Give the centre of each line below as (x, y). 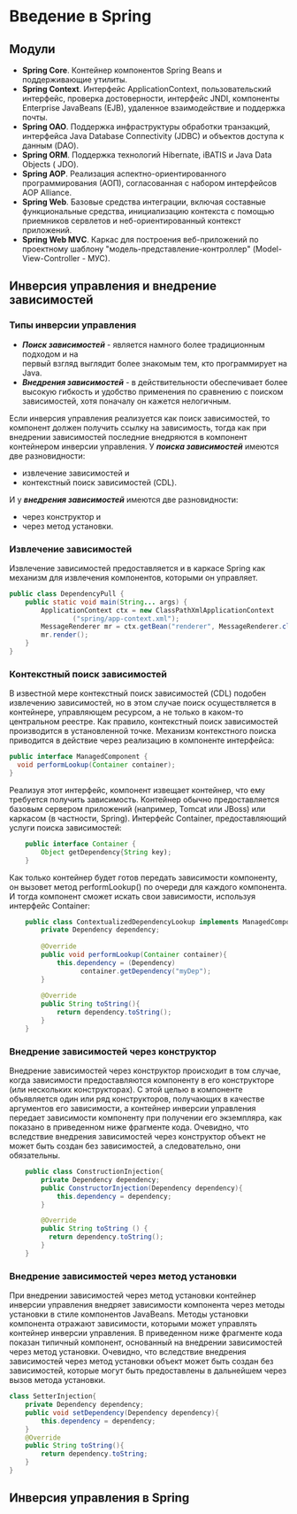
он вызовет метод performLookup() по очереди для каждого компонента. (148, 886)
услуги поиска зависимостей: (65, 827)
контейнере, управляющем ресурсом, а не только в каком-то (126, 712)
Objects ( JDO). (50, 164)
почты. (35, 117)
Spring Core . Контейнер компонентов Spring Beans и (122, 70)
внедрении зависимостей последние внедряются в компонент (128, 436)
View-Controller (51, 258)
